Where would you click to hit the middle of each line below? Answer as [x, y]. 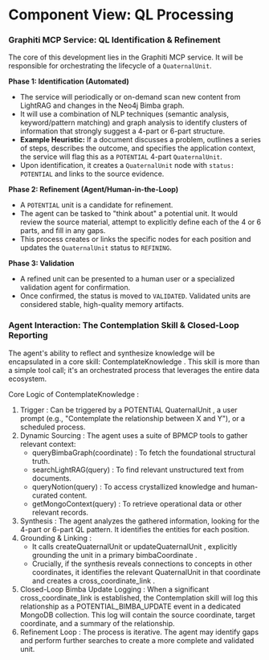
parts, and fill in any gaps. [63, 231]
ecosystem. [28, 379]
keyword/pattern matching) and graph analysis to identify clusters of [133, 123]
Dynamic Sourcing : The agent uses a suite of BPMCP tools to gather [134, 435]
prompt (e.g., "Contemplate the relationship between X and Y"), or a [132, 418]
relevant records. [60, 512]
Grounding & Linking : [56, 538]
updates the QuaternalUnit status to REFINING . [96, 248]
